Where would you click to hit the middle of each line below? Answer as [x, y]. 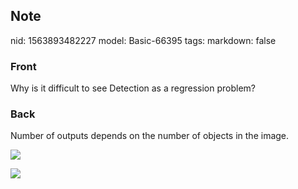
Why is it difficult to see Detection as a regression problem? [133, 88]
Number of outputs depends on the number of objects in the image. [150, 136]
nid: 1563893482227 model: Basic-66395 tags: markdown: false [143, 40]
